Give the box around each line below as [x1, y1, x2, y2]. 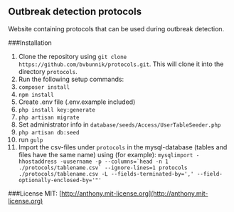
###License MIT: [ [8, 189, 62, 198]
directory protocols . [18, 67, 78, 75]
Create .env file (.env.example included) [18, 97, 136, 106]
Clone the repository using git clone [18, 52, 127, 60]
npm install [18, 91, 54, 98]
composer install [18, 83, 70, 91]
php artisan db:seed [18, 129, 80, 136]
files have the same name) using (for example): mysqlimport [18, 150, 193, 159]
